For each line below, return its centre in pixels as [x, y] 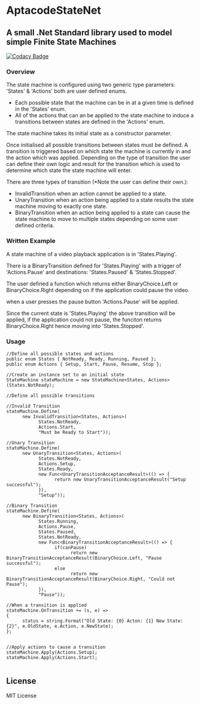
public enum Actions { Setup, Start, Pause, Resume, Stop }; [84, 364]
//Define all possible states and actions [60, 354]
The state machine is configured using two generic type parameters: [91, 85]
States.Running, [58, 521]
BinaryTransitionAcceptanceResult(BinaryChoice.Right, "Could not [91, 579]
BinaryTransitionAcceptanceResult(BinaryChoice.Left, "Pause [84, 558]
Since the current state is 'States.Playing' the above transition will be [91, 313]
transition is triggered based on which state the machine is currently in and [99, 151]
